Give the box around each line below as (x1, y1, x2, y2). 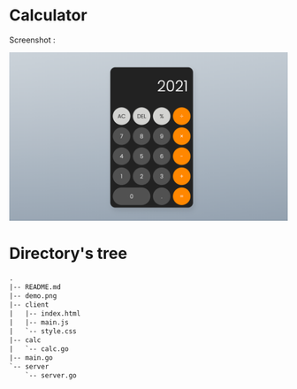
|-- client (9, 301, 49, 309)
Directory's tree (9, 244, 128, 263)
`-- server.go (25, 371, 77, 380)
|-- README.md (9, 283, 62, 292)
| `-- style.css (9, 327, 77, 336)
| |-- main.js (9, 318, 69, 327)
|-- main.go (9, 354, 53, 362)
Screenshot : (9, 34, 56, 45)
